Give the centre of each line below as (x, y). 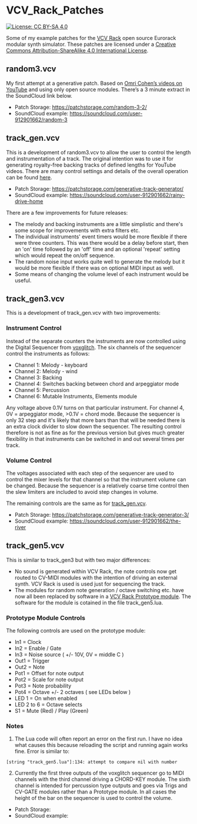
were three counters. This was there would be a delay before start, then (101, 242)
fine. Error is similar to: (42, 752)
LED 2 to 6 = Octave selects (48, 705)
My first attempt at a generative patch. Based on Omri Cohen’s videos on (94, 83)
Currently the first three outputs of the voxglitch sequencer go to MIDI (99, 773)
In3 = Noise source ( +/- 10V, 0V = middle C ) (69, 654)
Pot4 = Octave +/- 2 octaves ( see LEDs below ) (73, 692)
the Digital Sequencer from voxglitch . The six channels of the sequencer (94, 347)
